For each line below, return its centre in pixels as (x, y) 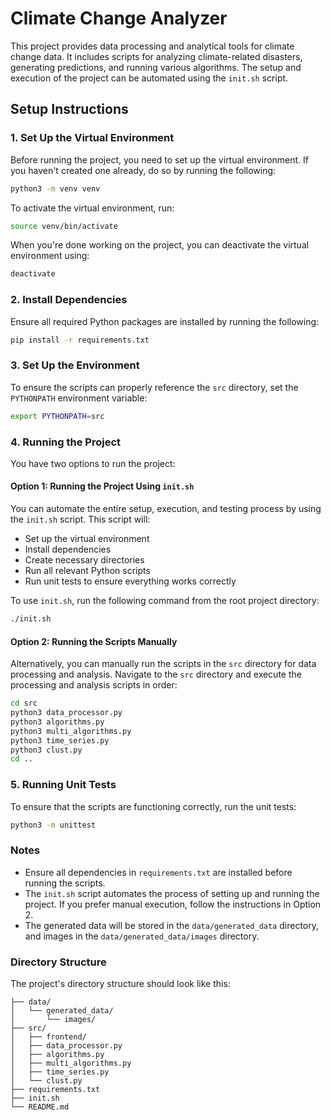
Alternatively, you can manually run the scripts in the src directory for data (163, 664)
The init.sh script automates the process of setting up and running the (172, 893)
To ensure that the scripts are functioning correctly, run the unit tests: (153, 806)
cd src (24, 703)
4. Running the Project (65, 442)
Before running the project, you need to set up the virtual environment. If (160, 159)
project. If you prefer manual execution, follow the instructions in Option (173, 904)
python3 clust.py (46, 750)
